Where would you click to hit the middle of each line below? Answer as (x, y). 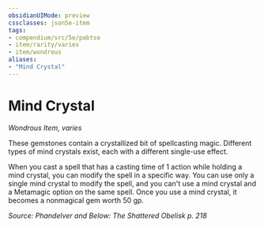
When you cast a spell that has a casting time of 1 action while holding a (125, 166)
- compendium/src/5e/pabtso (55, 37)
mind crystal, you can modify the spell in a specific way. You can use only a (131, 175)
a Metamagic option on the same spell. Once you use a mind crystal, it (123, 192)
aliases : (23, 60)
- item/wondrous (35, 52)
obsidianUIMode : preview (49, 15)
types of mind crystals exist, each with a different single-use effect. (118, 151)
